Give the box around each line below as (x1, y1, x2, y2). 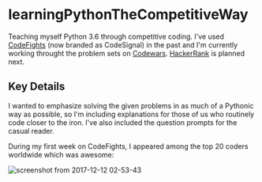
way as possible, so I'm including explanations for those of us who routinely (8, 109, 255, 119)
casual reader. (8, 126, 55, 135)
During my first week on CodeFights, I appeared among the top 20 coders (8, 141, 249, 151)
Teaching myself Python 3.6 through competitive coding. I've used (8, 32, 225, 41)
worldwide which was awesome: (8, 150, 114, 159)
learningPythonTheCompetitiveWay (8, 6, 249, 24)
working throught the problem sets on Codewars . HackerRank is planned (8, 48, 245, 58)
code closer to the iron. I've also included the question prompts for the (8, 117, 238, 127)
